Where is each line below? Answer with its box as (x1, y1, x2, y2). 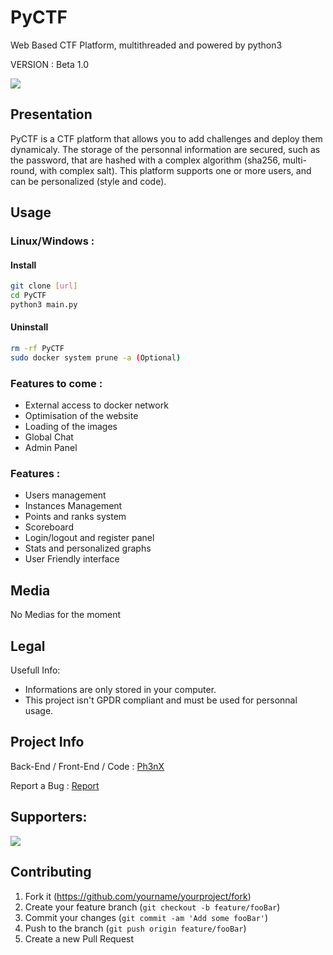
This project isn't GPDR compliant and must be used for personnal (24, 694, 298, 706)
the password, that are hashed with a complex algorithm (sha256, (10, 154, 281, 166)
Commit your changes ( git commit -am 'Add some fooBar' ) (24, 911, 269, 923)
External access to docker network (24, 399, 169, 411)
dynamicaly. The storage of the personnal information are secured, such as (10, 143, 321, 155)
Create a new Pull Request (24, 932, 135, 945)
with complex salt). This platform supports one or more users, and (39, 164, 312, 176)
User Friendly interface (24, 553, 120, 565)
